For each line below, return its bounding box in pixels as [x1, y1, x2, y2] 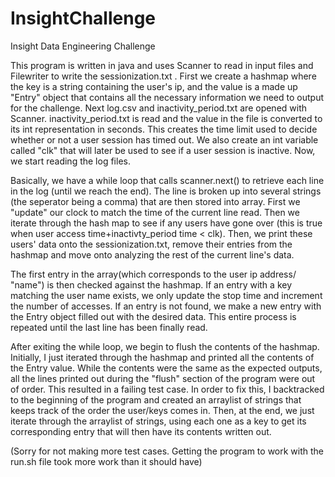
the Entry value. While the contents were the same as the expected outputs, [10, 362, 323, 374]
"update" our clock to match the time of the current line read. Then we [10, 206, 300, 218]
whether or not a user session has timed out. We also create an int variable [10, 133, 319, 146]
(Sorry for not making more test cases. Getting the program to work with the [10, 445, 325, 457]
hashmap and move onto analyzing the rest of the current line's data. [10, 248, 295, 261]
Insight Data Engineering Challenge [10, 40, 156, 52]
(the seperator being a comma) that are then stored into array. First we [10, 195, 301, 207]
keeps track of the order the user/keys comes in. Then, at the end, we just [10, 404, 315, 416]
